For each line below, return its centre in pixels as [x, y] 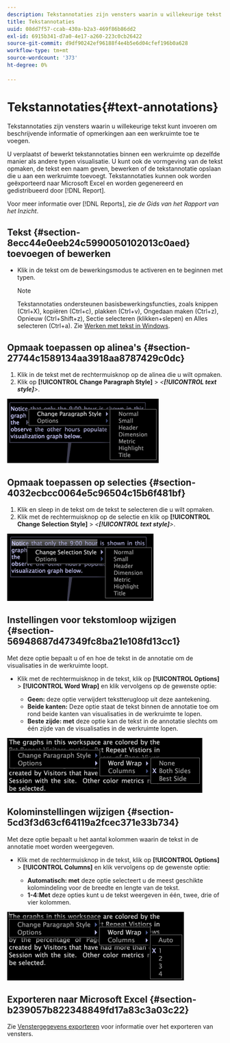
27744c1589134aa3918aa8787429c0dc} [96, 358]
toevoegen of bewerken [59, 254]
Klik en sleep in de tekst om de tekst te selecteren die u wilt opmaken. [115, 510]
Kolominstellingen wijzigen [66, 812]
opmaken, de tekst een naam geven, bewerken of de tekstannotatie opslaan [114, 169]
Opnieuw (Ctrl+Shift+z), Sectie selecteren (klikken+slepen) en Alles [112, 319]
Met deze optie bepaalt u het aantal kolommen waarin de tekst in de [103, 839]
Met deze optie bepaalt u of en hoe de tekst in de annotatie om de [100, 658]
